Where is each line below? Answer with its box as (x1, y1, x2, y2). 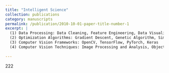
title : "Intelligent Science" (5, 7, 69, 12)
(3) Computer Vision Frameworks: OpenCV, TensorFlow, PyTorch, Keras (10, 40, 158, 45)
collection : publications (5, 12, 59, 17)
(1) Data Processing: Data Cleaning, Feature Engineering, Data (10, 30, 147, 35)
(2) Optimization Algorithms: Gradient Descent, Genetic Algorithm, (10, 35, 156, 40)
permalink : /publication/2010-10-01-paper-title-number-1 (5, 21, 129, 26)
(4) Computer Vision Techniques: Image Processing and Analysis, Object (10, 44, 165, 49)
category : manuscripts (5, 16, 53, 21)
